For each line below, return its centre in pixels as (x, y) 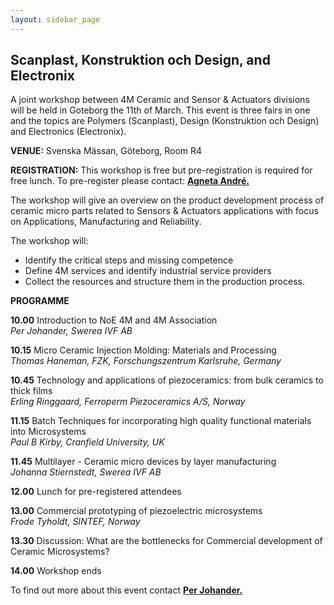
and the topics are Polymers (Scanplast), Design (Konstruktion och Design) (165, 121)
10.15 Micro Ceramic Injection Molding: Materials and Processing (143, 350)
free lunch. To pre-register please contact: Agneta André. (130, 181)
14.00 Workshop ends (56, 571)
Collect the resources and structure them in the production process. (164, 282)
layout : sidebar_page (55, 19)
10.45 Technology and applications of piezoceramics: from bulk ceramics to (167, 380)
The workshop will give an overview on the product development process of (167, 200)
